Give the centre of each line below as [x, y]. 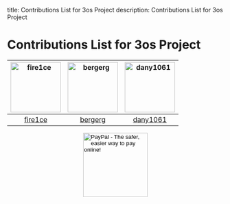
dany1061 [150, 119]
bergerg [93, 119]
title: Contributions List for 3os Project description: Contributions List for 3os [115, 10]
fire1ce [36, 119]
